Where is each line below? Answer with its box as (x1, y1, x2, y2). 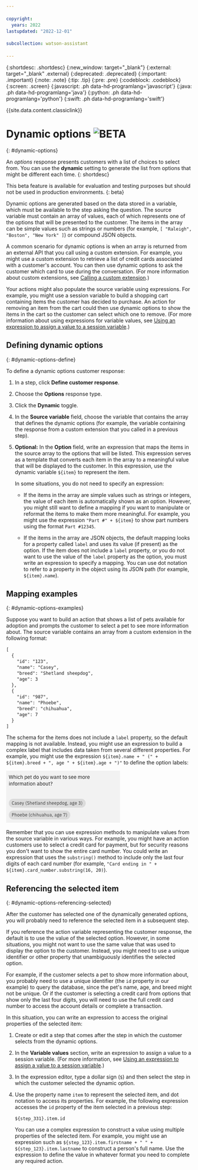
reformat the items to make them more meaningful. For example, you (23, 510, 190, 517)
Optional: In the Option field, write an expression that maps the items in (14, 443, 189, 450)
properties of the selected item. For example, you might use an (14, 1132, 167, 1139)
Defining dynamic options (6, 340, 103, 351)
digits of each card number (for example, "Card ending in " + (6, 860, 157, 867)
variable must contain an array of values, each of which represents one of (6, 213, 186, 220)
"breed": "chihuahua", (16, 706, 72, 712)
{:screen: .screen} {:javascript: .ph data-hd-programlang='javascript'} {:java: (6, 83, 192, 90)
